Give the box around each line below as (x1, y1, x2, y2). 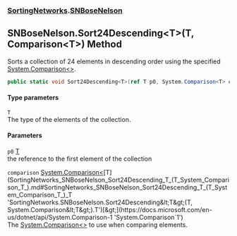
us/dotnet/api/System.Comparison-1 (7, 213, 113, 222)
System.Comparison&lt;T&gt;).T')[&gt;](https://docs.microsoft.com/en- (7, 206, 213, 214)
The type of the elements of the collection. (7, 115, 131, 123)
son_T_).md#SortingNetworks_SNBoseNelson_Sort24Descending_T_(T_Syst (7, 183, 228, 192)
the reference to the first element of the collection (7, 154, 152, 163)
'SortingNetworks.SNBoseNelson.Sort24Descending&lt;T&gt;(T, (7, 198, 193, 206)
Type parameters (7, 94, 59, 102)
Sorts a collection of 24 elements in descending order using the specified (7, 57, 221, 66)
